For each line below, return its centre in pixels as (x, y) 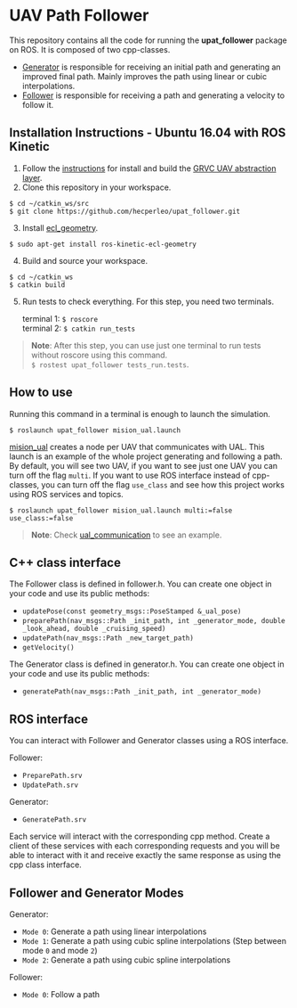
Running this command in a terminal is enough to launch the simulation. (140, 414)
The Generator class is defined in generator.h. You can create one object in (147, 664)
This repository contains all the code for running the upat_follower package (148, 40)
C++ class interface (65, 562)
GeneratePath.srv (54, 820)
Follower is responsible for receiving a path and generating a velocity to (153, 95)
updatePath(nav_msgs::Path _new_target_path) (108, 638)
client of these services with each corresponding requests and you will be (144, 846)
